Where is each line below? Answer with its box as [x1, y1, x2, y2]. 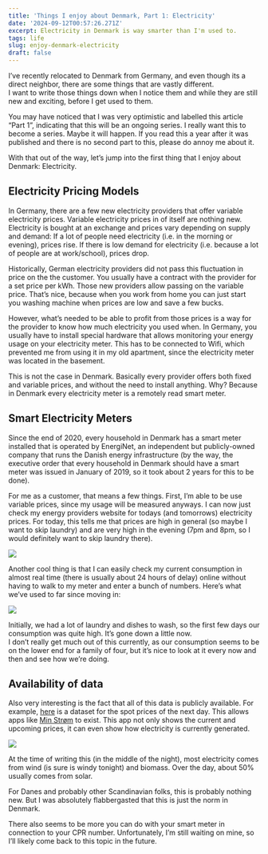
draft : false [8, 49, 52, 57]
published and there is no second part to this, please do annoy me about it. [8, 138, 255, 146]
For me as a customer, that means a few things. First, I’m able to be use [8, 491, 242, 500]
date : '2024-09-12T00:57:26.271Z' [8, 19, 124, 27]
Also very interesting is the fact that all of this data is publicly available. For [8, 698, 254, 708]
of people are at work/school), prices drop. [8, 248, 150, 258]
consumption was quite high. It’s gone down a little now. [8, 628, 192, 638]
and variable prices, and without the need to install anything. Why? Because [8, 379, 258, 389]
